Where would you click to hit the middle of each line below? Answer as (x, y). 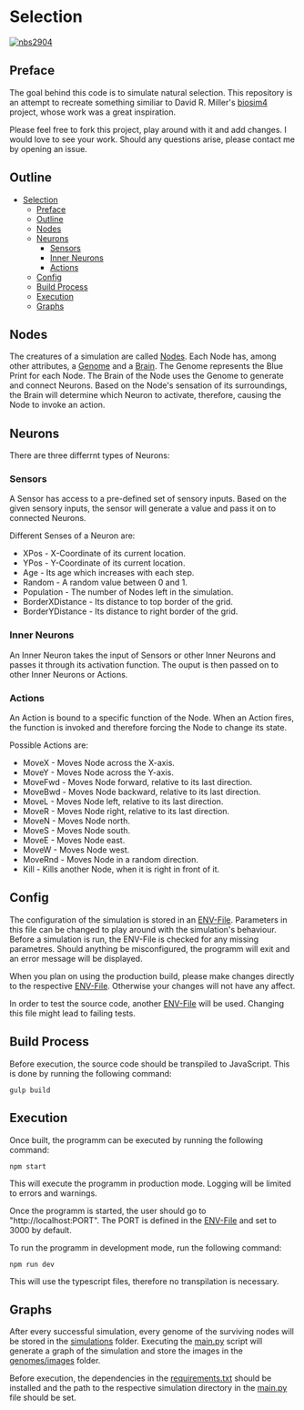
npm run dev (32, 1264)
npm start (28, 1166)
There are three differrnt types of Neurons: (90, 455)
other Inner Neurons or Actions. (69, 674)
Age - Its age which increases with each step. (108, 573)
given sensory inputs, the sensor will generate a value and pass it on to (142, 508)
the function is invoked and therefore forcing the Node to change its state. (148, 728)
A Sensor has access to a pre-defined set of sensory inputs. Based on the (148, 499)
